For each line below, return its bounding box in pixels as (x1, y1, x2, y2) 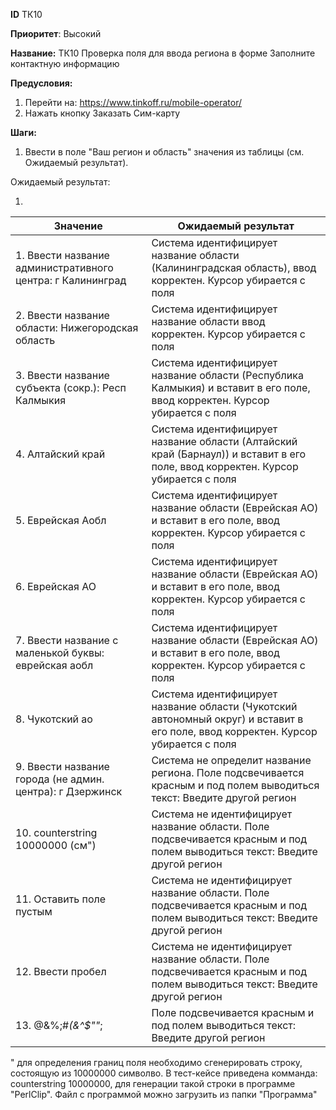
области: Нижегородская (15, 321, 139, 334)
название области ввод (151, 315, 266, 328)
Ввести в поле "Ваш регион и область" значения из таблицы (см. (24, 146, 305, 158)
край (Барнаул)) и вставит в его (151, 447, 307, 461)
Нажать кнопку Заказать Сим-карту (24, 107, 181, 119)
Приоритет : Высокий (10, 28, 102, 39)
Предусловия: (10, 77, 73, 89)
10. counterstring (15, 826, 98, 839)
